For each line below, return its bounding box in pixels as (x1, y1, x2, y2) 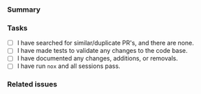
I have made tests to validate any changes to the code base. (17, 47, 188, 55)
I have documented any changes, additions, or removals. (17, 54, 178, 62)
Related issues (7, 80, 57, 89)
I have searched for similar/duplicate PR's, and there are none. (17, 39, 194, 47)
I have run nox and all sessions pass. (17, 62, 120, 70)
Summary (7, 5, 41, 14)
